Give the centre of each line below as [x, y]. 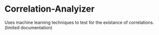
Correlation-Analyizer [50, 9]
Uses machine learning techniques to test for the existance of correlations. [79, 22]
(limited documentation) [28, 27]
